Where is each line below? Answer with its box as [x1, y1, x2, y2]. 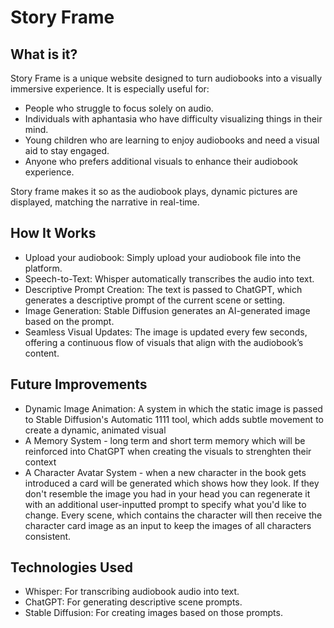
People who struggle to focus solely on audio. [24, 102, 214, 114]
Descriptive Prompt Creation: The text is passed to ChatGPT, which [24, 283, 303, 295]
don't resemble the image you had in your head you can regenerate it [24, 487, 311, 500]
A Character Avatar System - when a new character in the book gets [24, 466, 307, 478]
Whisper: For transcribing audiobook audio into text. [24, 586, 240, 598]
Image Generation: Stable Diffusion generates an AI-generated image [24, 304, 311, 316]
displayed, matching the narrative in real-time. [10, 196, 200, 208]
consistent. [24, 530, 72, 542]
